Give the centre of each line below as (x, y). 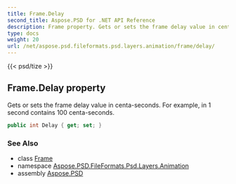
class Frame (35, 158)
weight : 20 (23, 40)
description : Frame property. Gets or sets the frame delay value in (111, 27)
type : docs (23, 33)
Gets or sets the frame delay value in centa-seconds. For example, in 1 (109, 105)
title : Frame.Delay (36, 14)
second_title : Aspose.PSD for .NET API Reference (81, 20)
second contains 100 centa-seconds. (61, 112)
